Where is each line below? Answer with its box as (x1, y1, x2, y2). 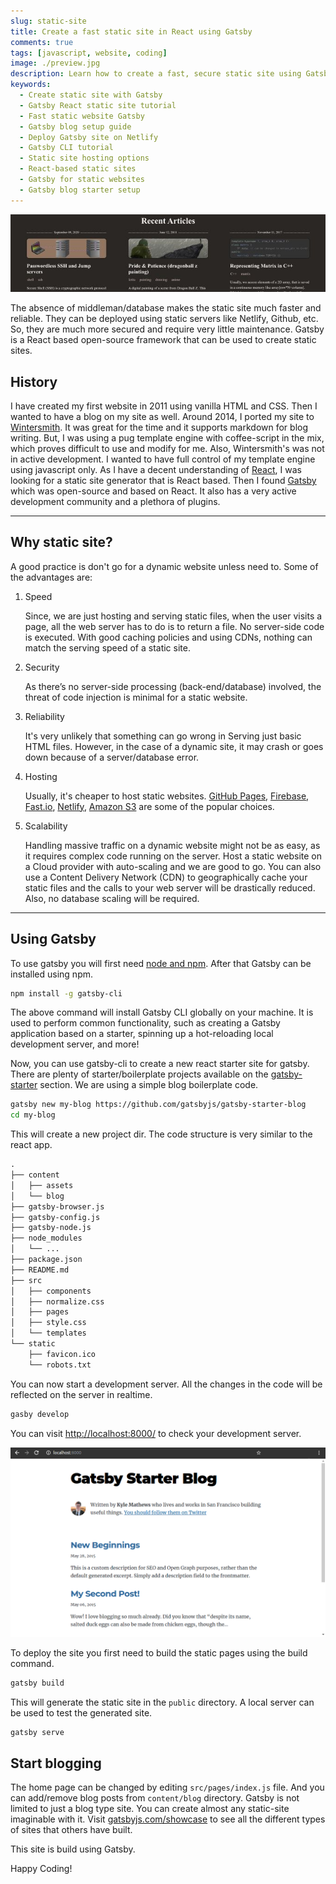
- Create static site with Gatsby (19, 90, 163, 100)
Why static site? (10, 534, 113, 551)
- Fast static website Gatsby (19, 111, 145, 121)
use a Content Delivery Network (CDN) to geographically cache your (24, 871, 308, 883)
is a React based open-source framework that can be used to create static (10, 334, 317, 346)
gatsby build (10, 1678, 65, 1688)
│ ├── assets (10, 1180, 74, 1190)
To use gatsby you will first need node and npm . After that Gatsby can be (10, 957, 312, 969)
